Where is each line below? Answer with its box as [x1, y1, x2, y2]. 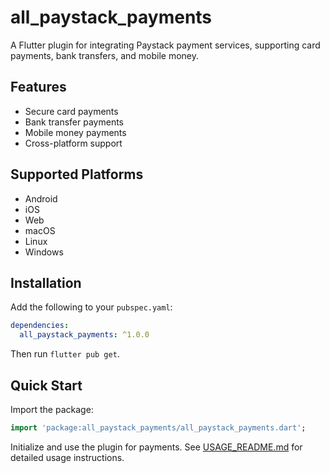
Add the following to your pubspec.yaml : [10, 301, 173, 313]
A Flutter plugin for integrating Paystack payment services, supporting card [10, 39, 321, 51]
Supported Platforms [10, 166, 144, 183]
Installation [10, 274, 82, 291]
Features [10, 79, 67, 96]
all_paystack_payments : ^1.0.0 [19, 330, 150, 340]
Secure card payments [24, 105, 119, 117]
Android [24, 192, 58, 205]
